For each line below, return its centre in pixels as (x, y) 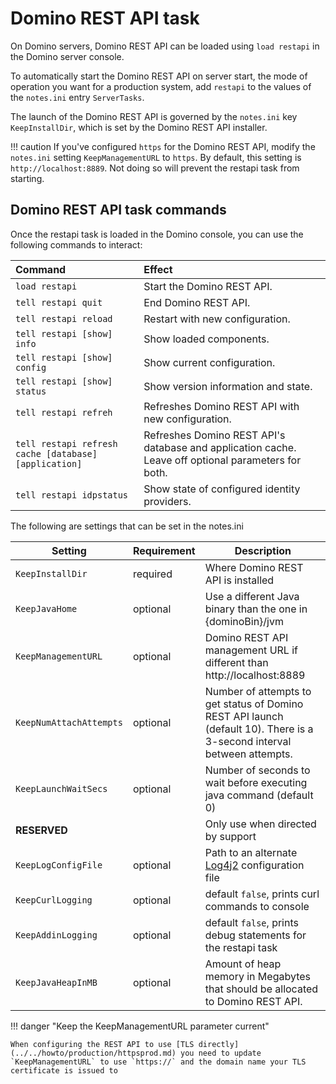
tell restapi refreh (64, 412)
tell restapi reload (64, 318)
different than (236, 662)
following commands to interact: (76, 244)
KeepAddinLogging (56, 935)
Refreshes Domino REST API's (214, 435)
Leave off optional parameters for (222, 460)
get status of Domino (254, 704)
